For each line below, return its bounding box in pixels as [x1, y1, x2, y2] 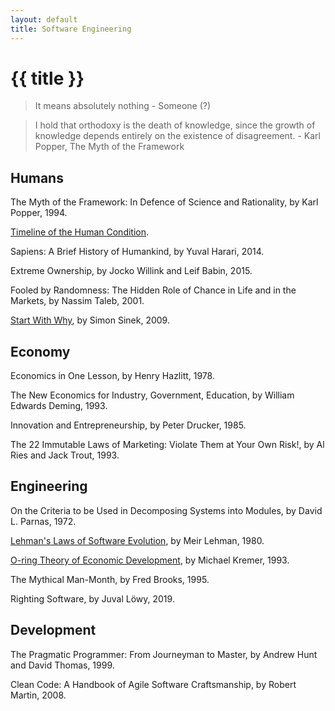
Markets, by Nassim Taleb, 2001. [10, 295, 145, 307]
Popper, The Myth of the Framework [34, 141, 185, 153]
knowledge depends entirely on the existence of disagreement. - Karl [34, 130, 321, 142]
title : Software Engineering [10, 24, 132, 34]
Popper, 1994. [10, 207, 68, 219]
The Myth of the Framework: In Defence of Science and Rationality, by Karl [10, 196, 319, 208]
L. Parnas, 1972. [10, 515, 77, 527]
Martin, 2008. [10, 689, 67, 701]
